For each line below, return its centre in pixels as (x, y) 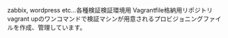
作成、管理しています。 (53, 27)
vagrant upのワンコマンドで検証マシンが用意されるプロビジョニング (105, 19)
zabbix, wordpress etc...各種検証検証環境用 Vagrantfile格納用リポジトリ (110, 10)
